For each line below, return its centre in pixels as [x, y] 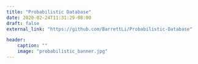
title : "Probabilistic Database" [49, 12]
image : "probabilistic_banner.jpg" [63, 52]
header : [16, 40]
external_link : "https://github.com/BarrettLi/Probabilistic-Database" [99, 29]
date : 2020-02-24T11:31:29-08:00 [49, 18]
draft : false [23, 23]
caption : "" [32, 46]
